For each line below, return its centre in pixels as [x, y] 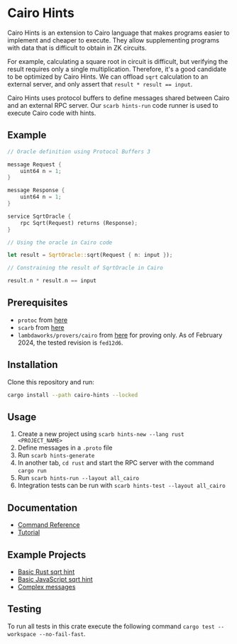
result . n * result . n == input [52, 281]
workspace [22, 634]
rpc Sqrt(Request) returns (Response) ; [79, 223]
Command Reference [49, 525]
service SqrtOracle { [39, 216]
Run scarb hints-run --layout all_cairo [78, 478]
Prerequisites [38, 303]
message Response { [36, 190]
